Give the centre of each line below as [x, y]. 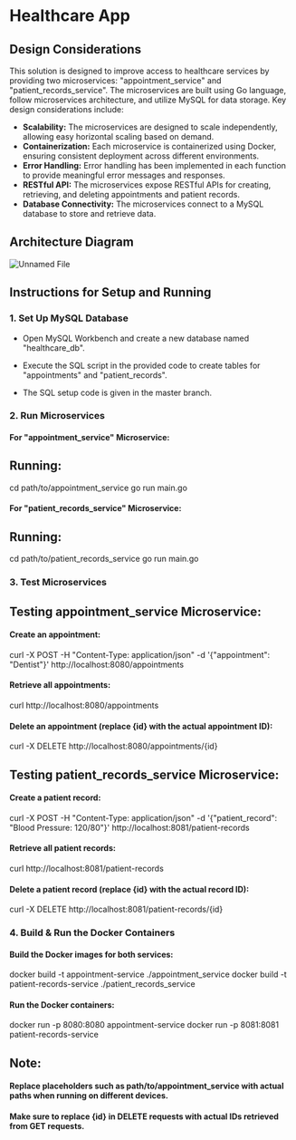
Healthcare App [70, 16]
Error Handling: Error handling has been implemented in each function [154, 165]
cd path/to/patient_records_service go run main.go [104, 559]
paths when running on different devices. [89, 1096]
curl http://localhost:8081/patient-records [87, 868]
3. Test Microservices [58, 583]
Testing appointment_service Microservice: [135, 611]
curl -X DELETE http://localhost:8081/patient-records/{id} [116, 909]
